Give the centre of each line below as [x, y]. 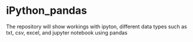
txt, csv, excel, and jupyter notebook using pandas [67, 32]
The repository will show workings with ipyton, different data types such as [96, 26]
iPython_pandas [46, 11]
